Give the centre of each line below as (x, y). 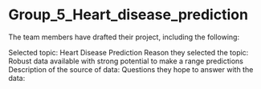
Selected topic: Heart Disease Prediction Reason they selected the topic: (128, 52)
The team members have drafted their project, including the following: (124, 37)
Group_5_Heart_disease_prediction (128, 15)
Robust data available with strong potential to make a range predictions (126, 61)
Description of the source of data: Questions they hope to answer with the (131, 69)
